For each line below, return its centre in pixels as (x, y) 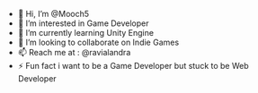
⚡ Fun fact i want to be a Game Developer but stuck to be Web (133, 66)
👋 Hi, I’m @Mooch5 (53, 14)
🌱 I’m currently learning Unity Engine (86, 33)
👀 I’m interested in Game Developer (84, 23)
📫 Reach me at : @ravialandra (74, 52)
